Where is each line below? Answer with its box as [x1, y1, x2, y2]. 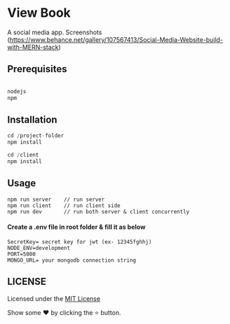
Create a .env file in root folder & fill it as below [7, 223, 146, 232]
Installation [7, 113, 57, 125]
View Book [7, 5, 72, 21]
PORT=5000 [7, 251, 36, 258]
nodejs [7, 87, 27, 95]
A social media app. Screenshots [7, 28, 102, 36]
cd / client [7, 152, 39, 159]
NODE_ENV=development [7, 244, 71, 251]
